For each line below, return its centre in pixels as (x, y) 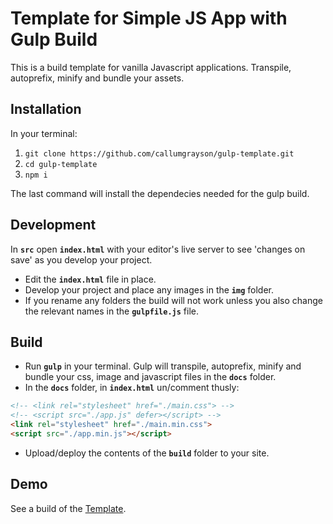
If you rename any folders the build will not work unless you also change (173, 300)
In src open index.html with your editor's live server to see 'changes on (158, 249)
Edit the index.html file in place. (90, 279)
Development (53, 225)
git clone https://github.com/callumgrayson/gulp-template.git (159, 153)
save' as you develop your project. (81, 259)
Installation (46, 109)
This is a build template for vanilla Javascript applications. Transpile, (151, 67)
